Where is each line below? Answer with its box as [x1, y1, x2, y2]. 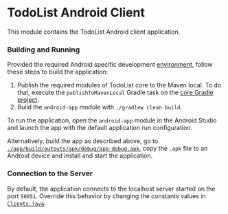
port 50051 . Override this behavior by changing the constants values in [7, 191, 206, 200]
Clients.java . [7, 199, 46, 207]
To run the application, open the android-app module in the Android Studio [7, 116, 217, 125]
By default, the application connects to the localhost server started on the [7, 184, 216, 193]
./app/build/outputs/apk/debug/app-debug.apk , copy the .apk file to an [7, 145, 208, 153]
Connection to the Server [7, 169, 93, 178]
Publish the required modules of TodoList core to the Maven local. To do [16, 81, 222, 89]
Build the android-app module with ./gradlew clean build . [16, 103, 183, 111]
